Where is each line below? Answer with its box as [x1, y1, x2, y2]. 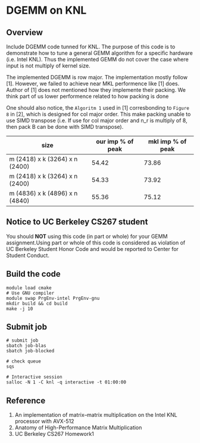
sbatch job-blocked [6, 348, 55, 354]
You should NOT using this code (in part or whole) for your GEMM [6, 233, 168, 240]
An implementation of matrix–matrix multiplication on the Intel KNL [14, 411, 177, 419]
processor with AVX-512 [14, 418, 74, 425]
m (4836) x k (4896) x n [9, 189, 78, 197]
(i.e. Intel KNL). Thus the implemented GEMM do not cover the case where [6, 56, 189, 63]
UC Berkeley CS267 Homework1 [14, 430, 94, 438]
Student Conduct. [6, 252, 49, 259]
